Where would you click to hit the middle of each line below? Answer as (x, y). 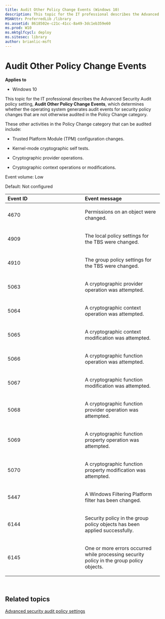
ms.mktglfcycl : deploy (28, 32)
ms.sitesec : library (26, 37)
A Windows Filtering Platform (119, 494)
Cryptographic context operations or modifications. (64, 167)
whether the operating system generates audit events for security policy (78, 109)
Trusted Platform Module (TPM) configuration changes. (68, 139)
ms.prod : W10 (18, 28)
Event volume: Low (24, 177)
